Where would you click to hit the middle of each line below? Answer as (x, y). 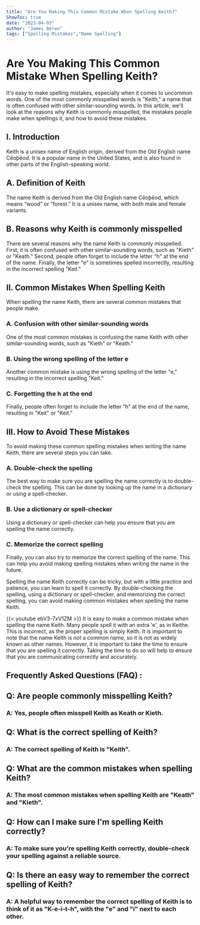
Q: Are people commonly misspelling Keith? (90, 696)
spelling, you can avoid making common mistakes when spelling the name (97, 600)
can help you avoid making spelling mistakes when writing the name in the (98, 564)
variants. (17, 210)
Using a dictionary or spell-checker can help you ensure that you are (91, 522)
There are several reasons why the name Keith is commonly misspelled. (94, 244)
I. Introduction (33, 137)
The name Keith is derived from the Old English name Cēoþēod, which (93, 197)
